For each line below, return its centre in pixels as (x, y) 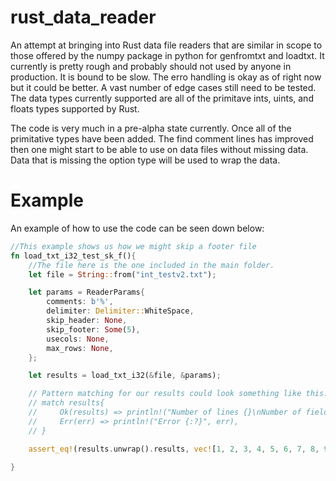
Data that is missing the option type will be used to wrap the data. (145, 160)
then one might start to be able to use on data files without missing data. (159, 149)
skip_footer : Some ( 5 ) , (93, 329)
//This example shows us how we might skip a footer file (133, 246)
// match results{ (66, 403)
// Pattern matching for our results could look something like (165, 394)
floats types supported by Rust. (75, 108)
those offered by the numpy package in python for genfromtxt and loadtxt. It (167, 55)
